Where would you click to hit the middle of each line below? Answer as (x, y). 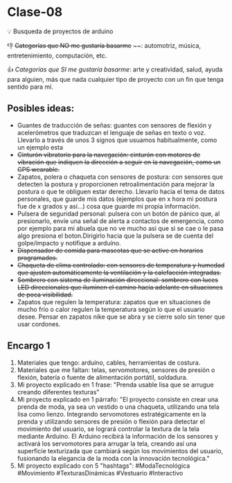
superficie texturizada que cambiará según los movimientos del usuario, (120, 450)
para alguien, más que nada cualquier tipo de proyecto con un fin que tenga (115, 79)
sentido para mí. (30, 87)
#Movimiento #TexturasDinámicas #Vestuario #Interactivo (100, 473)
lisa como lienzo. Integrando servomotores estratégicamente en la (111, 414)
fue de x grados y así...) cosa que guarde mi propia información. (109, 206)
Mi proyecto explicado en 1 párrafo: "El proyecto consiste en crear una (118, 399)
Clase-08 (35, 12)
